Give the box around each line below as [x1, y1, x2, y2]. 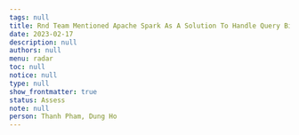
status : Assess [9, 95, 66, 105]
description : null [9, 37, 77, 47]
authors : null [9, 46, 62, 55]
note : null [9, 104, 50, 113]
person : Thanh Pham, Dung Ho [9, 112, 117, 121]
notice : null [9, 71, 58, 80]
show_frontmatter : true [9, 87, 98, 96]
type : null [9, 79, 50, 88]
